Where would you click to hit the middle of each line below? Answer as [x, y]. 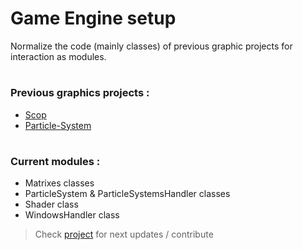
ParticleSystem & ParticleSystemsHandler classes [127, 194]
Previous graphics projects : [80, 93]
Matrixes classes [59, 183]
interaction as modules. [58, 56]
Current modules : [55, 161]
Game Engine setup [93, 18]
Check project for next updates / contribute [124, 234]
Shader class [51, 204]
